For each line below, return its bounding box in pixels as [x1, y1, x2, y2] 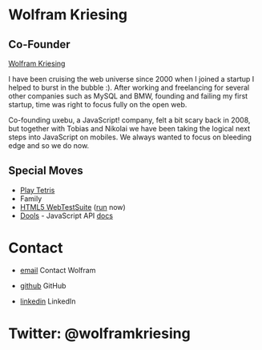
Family [19, 194, 42, 203]
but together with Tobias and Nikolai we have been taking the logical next [8, 124, 251, 133]
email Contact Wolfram [19, 265, 96, 275]
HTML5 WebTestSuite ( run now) [19, 202, 126, 211]
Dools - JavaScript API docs [19, 211, 114, 220]
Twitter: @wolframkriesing [8, 324, 191, 342]
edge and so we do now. [8, 141, 90, 150]
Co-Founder [8, 38, 71, 51]
